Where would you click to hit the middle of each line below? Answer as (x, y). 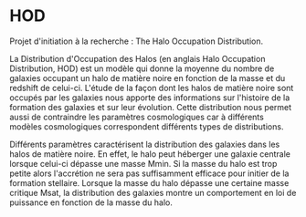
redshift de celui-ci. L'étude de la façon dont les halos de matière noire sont (152, 88)
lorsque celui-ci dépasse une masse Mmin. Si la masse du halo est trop (143, 163)
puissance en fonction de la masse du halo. (91, 202)
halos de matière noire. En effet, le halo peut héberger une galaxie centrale (150, 154)
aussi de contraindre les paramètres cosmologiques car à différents (137, 117)
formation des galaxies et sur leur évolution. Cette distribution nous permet (151, 107)
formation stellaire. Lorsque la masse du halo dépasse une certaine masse (149, 182)
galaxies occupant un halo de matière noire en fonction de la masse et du (148, 77)
